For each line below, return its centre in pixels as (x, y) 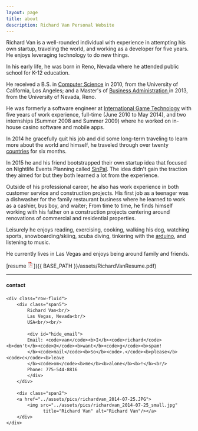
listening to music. (28, 242)
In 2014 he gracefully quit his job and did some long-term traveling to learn (97, 139)
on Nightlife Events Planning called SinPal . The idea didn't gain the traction (97, 169)
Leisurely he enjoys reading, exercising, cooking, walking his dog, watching (98, 230)
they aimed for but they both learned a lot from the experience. (82, 175)
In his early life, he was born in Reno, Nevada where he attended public (93, 67)
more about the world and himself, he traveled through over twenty (88, 145)
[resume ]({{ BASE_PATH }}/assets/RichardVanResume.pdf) (81, 266)
